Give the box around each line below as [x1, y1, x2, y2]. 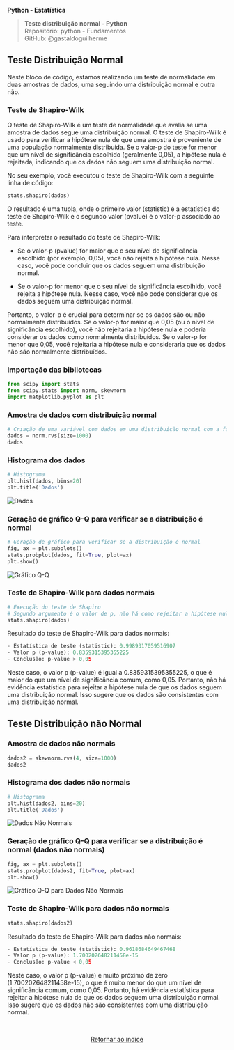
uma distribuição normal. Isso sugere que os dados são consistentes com [7, 691, 219, 699]
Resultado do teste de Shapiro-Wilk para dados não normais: [7, 932, 182, 941]
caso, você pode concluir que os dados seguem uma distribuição [17, 261, 205, 269]
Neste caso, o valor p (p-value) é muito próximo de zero [7, 971, 169, 980]
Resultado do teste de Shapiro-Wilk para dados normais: [7, 629, 169, 638]
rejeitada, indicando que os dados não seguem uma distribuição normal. [7, 158, 214, 166]
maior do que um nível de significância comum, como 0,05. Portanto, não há [7, 675, 226, 684]
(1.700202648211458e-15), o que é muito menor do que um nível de [7, 978, 202, 987]
